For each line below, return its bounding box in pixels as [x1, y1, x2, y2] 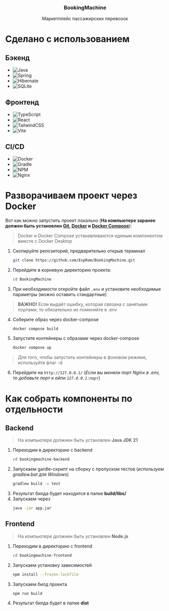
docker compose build [12, 326, 58, 331]
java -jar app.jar [12, 506, 52, 511]
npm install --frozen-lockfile [12, 572, 79, 577]
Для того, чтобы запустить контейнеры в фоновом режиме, [17, 355, 147, 361]
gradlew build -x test [12, 481, 61, 487]
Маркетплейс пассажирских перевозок [42, 16, 128, 22]
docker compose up [12, 345, 52, 350]
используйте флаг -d [17, 360, 63, 366]
